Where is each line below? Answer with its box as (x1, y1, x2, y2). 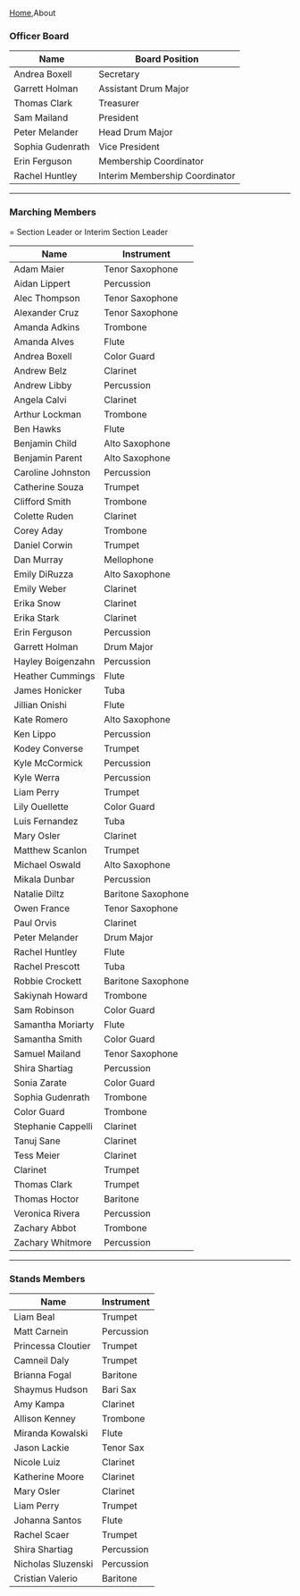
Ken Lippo (13, 728, 56, 740)
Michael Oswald (13, 858, 81, 871)
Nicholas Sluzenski (13, 1558, 94, 1570)
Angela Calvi (13, 393, 67, 406)
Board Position (135, 53, 199, 65)
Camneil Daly (13, 1354, 70, 1366)
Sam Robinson (13, 1003, 74, 1016)
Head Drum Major (97, 126, 173, 139)
